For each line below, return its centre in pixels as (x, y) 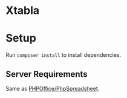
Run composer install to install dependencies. (63, 55)
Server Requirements (47, 74)
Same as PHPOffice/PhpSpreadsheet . (53, 88)
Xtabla (23, 11)
